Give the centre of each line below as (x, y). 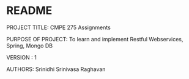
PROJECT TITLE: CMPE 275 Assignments (59, 27)
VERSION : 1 (21, 57)
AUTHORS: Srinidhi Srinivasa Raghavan (56, 69)
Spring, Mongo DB (30, 46)
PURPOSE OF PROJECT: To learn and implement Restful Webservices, (95, 39)
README (29, 11)
